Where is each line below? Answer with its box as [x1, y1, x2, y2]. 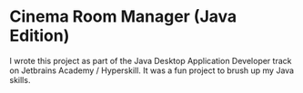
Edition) [9, 25, 70, 46]
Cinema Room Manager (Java [9, 6, 237, 27]
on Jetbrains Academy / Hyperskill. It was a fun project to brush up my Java [9, 65, 294, 76]
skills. [9, 74, 31, 85]
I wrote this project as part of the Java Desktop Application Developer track [9, 55, 292, 66]
